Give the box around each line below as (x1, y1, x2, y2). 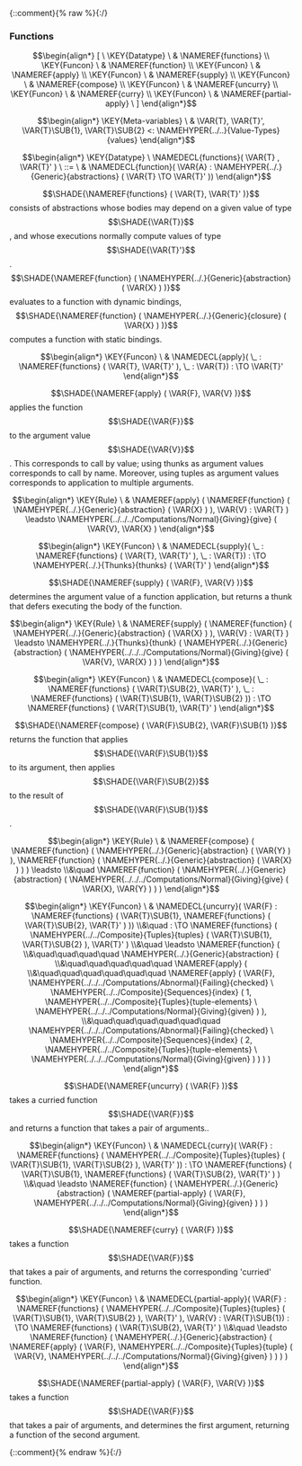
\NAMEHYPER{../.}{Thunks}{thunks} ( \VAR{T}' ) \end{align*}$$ (32, 560, 270, 571)
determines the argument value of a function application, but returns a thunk (9, 591, 293, 602)
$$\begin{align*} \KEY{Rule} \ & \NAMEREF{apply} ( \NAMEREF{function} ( (12, 494, 290, 506)
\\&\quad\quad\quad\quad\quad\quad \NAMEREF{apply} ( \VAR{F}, (26, 968, 276, 979)
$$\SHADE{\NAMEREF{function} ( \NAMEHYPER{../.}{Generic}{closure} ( (15, 310, 287, 322)
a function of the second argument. (9, 1429, 141, 1441)
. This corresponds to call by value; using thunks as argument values (9, 458, 264, 469)
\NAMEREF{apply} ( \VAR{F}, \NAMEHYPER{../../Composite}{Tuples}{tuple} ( (9, 1341, 293, 1352)
